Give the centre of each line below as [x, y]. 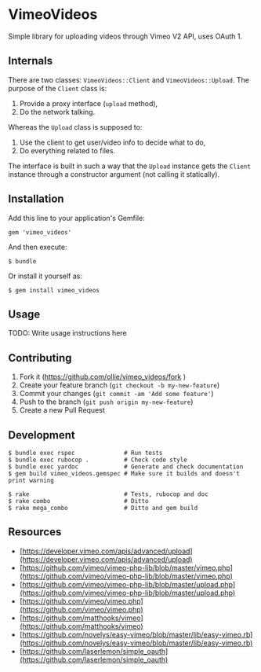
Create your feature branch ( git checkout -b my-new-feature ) [120, 385]
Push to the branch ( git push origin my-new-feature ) [106, 402]
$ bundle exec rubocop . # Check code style [98, 460]
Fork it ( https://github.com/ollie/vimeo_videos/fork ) [103, 377]
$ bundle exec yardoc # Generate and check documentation [126, 467]
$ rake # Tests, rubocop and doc [109, 494]
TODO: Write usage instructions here [67, 333]
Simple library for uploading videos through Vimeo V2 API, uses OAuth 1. [125, 36]
